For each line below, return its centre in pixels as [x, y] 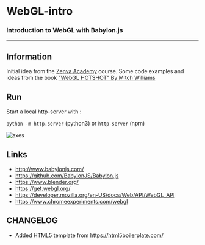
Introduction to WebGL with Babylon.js [65, 30]
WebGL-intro [40, 11]
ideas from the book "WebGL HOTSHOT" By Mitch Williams [81, 78]
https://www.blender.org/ [47, 182]
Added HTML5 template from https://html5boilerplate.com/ [89, 235]
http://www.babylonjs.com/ [49, 169]
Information [29, 56]
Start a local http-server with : [44, 112]
